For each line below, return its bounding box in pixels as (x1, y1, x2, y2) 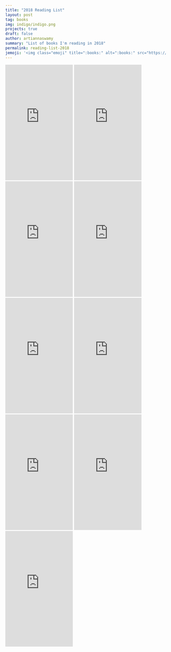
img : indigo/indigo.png (5, 21, 56, 27)
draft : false (5, 31, 33, 36)
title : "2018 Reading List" (5, 7, 65, 13)
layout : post (5, 12, 33, 17)
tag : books (5, 17, 28, 22)
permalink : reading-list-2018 (5, 45, 70, 51)
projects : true (5, 27, 38, 32)
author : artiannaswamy (5, 36, 53, 41)
